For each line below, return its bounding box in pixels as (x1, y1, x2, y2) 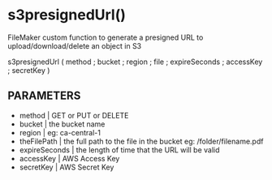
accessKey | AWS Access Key (19, 153, 120, 163)
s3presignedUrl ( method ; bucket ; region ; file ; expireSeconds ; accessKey (7, 57, 263, 66)
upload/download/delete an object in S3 (7, 41, 142, 50)
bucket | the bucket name (19, 119, 106, 129)
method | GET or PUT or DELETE (19, 110, 129, 120)
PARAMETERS (7, 89, 81, 103)
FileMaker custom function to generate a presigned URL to (7, 32, 204, 42)
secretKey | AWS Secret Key (19, 162, 114, 172)
